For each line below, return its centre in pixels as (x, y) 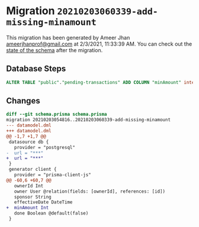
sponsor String (33, 197)
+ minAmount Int (28, 208)
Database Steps (36, 69)
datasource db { (29, 142)
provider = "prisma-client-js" (53, 175)
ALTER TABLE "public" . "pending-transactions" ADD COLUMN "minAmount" (94, 82)
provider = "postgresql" (45, 147)
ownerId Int (29, 186)
